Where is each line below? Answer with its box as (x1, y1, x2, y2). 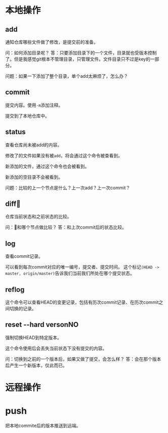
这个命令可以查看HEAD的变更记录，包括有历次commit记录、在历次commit (5, 299, 159, 305)
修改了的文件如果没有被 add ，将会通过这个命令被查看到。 (5, 152, 123, 158)
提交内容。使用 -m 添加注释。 (5, 102, 63, 108)
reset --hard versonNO (5, 320, 79, 329)
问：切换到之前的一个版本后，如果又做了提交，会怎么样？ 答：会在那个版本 (5, 356, 161, 362)
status (5, 128, 26, 136)
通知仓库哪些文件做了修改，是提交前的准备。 (5, 39, 98, 45)
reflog (5, 285, 25, 294)
